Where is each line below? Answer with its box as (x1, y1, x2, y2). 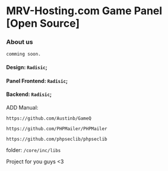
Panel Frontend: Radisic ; (6, 77, 68, 84)
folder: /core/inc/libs (6, 146, 61, 153)
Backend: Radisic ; (6, 91, 52, 98)
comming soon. (6, 51, 42, 57)
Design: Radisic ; (6, 64, 47, 71)
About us (6, 38, 33, 46)
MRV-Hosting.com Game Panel (6, 4, 163, 18)
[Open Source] (6, 17, 80, 30)
